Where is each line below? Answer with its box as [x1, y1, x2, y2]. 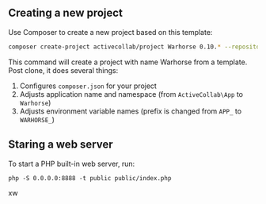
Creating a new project [8, 6, 123, 20]
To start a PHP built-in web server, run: [8, 159, 135, 168]
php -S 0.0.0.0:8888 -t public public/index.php [8, 174, 172, 182]
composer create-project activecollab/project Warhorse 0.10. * [8, 43, 222, 51]
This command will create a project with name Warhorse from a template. [8, 57, 248, 67]
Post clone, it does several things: [8, 65, 119, 75]
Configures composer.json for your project [19, 81, 157, 90]
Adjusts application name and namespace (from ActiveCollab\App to [19, 89, 244, 98]
